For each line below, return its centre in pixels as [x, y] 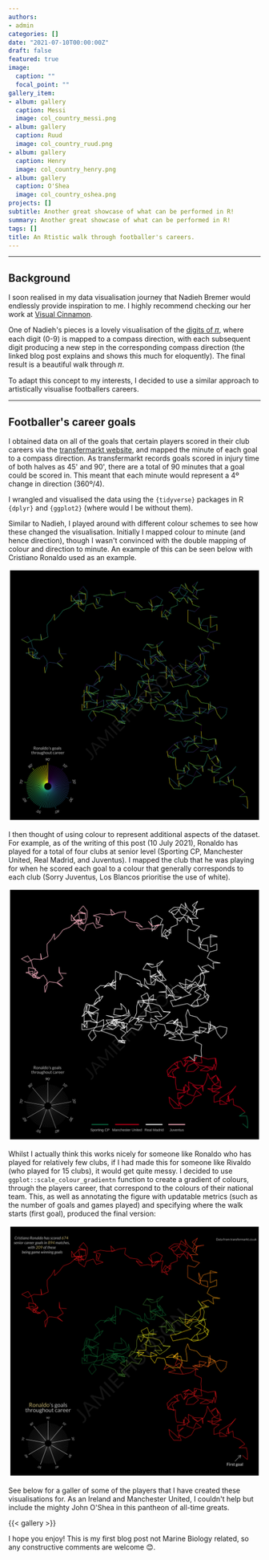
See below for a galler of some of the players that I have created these [124, 1490]
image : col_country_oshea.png [66, 195]
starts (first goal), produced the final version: [82, 1213]
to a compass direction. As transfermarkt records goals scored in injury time [134, 458]
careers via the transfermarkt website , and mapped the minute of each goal [133, 450]
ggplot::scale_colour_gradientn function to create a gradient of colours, [129, 1179]
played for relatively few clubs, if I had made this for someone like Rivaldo [130, 1162]
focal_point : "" [42, 84]
